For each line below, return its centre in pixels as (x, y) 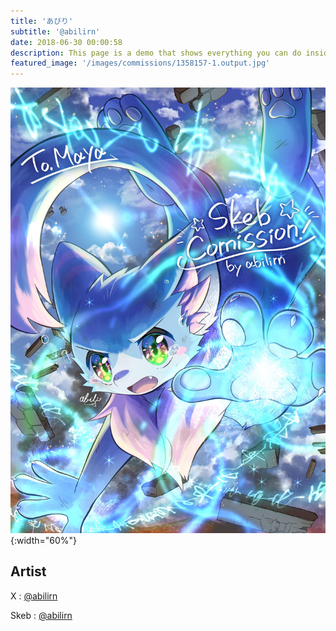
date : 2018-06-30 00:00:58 (66, 42)
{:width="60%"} (44, 540)
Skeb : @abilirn (41, 615)
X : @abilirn (34, 596)
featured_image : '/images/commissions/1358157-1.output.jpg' (140, 63)
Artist (28, 571)
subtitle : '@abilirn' (55, 31)
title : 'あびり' (42, 21)
